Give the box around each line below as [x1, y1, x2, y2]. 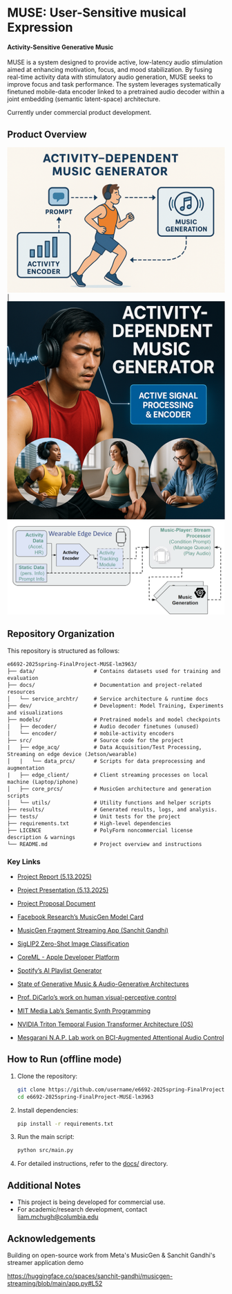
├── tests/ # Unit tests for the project [7, 813, 181, 820]
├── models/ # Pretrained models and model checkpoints [7, 716, 221, 723]
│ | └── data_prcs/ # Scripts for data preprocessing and [7, 757, 206, 764]
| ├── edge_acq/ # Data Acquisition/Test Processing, [7, 744, 202, 751]
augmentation [7, 764, 45, 771]
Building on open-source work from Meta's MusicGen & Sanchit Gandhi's [7, 1251, 216, 1259]
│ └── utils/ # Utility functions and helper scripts [7, 799, 212, 806]
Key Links [7, 856, 41, 866]
